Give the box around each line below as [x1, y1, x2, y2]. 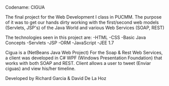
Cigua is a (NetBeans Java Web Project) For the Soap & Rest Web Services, [5, 50, 163, 55]
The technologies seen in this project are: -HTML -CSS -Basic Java [5, 35, 146, 40]
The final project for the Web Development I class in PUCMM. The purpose [5, 14, 162, 20]
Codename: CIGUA [5, 5, 45, 10]
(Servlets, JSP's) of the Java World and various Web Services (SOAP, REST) [5, 25, 165, 31]
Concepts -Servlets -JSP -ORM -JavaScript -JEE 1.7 [5, 40, 114, 46]
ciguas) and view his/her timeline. [5, 65, 76, 71]
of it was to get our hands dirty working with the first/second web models [5, 20, 159, 25]
